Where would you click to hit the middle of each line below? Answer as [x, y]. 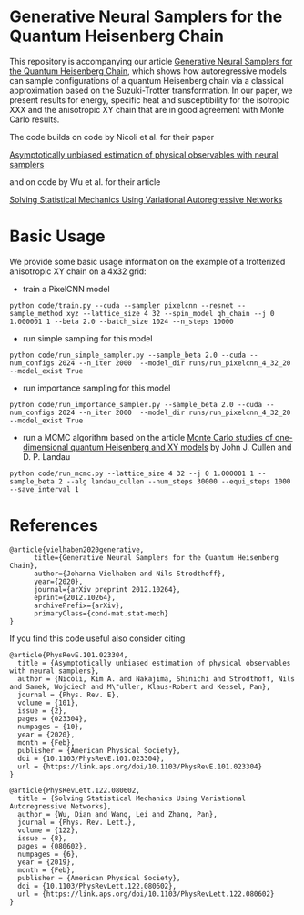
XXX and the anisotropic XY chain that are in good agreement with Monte [147, 109]
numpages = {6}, [48, 854]
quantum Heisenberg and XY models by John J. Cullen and [181, 447]
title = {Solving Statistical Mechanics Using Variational [132, 798]
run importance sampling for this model [96, 388]
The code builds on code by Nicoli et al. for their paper [112, 137]
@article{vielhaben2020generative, [77, 549]
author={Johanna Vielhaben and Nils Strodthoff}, [129, 574]
